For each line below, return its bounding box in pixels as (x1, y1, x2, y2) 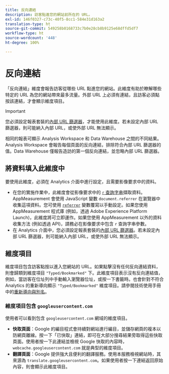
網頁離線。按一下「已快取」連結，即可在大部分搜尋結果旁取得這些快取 (17, 332, 162, 338)
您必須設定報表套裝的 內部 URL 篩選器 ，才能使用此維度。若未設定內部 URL (5, 118, 158, 124)
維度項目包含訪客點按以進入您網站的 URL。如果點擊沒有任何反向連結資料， (5, 264, 161, 270)
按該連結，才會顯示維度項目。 (5, 98, 67, 104)
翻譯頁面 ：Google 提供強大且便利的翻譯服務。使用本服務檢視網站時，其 (12, 351, 161, 357)
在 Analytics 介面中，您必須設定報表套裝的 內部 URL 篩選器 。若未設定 (12, 227, 156, 233)
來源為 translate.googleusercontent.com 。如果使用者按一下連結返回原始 (12, 357, 163, 363)
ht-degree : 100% (5, 40, 39, 45)
